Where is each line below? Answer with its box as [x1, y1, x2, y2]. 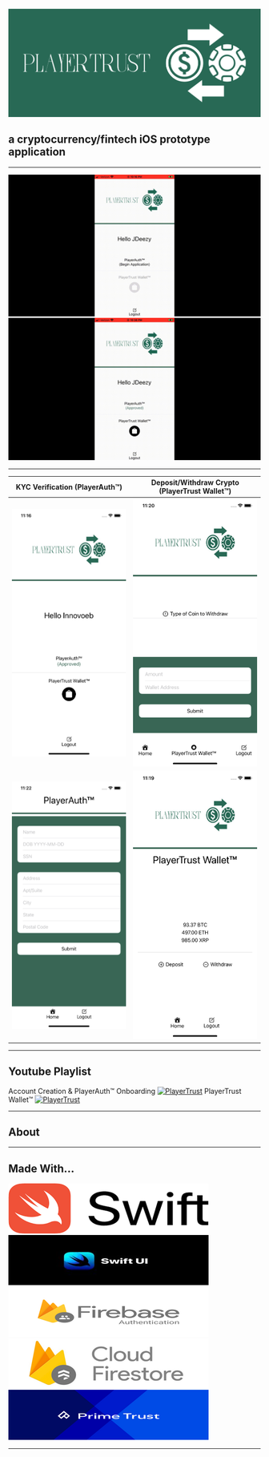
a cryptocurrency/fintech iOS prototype [8, 133, 211, 147]
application [8, 145, 66, 159]
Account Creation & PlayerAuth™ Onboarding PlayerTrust [8, 1086, 242, 1096]
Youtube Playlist [8, 1065, 92, 1079]
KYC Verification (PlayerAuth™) [15, 482, 122, 491]
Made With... [8, 1161, 74, 1175]
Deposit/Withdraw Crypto [151, 478, 240, 487]
